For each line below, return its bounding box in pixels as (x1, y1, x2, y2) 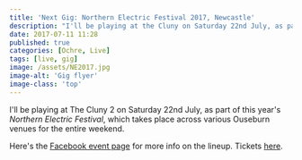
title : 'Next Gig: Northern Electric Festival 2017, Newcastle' (9, 13, 255, 22)
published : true (9, 38, 70, 47)
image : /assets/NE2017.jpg (9, 63, 111, 72)
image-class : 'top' (9, 80, 83, 88)
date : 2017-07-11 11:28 (9, 29, 99, 38)
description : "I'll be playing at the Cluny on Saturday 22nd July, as (9, 21, 283, 30)
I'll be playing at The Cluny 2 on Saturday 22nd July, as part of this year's (9, 104, 281, 114)
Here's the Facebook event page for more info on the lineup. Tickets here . (9, 140, 283, 151)
